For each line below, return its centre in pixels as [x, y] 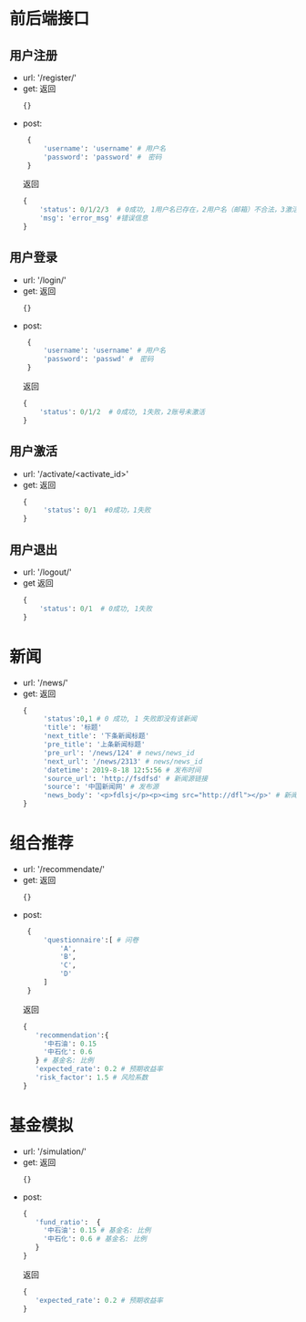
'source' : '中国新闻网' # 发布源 [101, 787]
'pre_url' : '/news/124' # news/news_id [119, 753]
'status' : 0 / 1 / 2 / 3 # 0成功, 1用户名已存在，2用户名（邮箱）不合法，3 [162, 210]
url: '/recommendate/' [64, 869]
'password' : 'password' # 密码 [102, 157]
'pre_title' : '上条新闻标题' [94, 744]
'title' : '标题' [73, 728]
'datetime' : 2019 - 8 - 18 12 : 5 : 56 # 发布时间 [122, 770]
